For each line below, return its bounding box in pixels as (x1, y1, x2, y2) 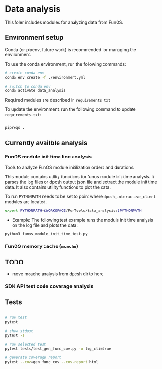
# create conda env (5, 70, 44, 75)
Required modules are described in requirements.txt (5, 97, 111, 103)
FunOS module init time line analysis (5, 153, 92, 160)
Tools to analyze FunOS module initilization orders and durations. (5, 164, 134, 170)
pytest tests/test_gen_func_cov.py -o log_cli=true (5, 346, 111, 351)
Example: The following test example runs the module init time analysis (12, 217, 153, 223)
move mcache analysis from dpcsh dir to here (12, 271, 104, 277)
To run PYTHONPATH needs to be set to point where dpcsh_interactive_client (5, 193, 156, 199)
